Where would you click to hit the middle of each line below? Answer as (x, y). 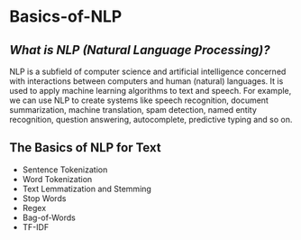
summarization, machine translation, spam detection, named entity (133, 110)
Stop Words (44, 198)
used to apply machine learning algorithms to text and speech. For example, (150, 91)
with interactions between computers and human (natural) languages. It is (146, 81)
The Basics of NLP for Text (85, 148)
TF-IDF (36, 226)
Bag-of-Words (49, 217)
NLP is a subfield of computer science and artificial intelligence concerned (148, 71)
